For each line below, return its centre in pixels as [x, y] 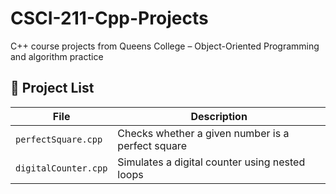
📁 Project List [52, 88]
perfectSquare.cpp [59, 139]
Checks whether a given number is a [203, 133]
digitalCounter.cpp [61, 168]
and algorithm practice [57, 56]
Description [219, 116]
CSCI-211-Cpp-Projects [109, 18]
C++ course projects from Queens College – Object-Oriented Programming [165, 46]
